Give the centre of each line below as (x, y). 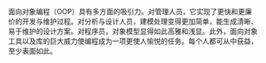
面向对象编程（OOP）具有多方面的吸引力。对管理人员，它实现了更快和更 (127, 11)
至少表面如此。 (32, 51)
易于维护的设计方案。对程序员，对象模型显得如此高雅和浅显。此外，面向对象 (133, 31)
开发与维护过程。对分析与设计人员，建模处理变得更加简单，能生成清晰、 (140, 21)
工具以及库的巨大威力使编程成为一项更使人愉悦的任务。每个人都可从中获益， (133, 41)
